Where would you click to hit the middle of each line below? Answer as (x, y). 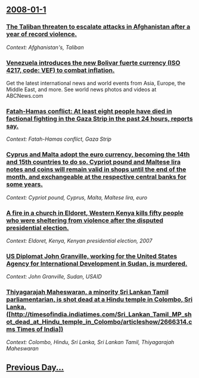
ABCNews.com (25, 95)
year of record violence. (42, 34)
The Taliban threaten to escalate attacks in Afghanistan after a (98, 27)
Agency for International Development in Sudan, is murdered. (97, 264)
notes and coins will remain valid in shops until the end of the (96, 169)
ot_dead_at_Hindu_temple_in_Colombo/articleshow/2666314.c (99, 322)
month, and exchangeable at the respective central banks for (96, 177)
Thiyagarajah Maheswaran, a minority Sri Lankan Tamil (87, 292)
